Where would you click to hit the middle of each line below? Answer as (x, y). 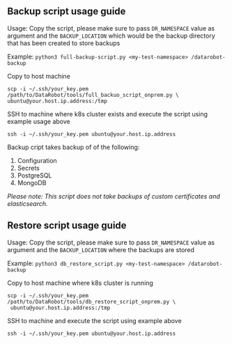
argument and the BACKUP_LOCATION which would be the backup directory (111, 36)
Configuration (37, 160)
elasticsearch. (28, 203)
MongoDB (32, 182)
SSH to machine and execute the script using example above (95, 320)
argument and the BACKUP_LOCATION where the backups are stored (101, 249)
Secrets (28, 168)
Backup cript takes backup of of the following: (74, 147)
